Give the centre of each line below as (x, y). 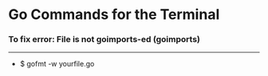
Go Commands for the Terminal (114, 15)
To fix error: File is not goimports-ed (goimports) (104, 40)
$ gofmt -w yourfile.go (57, 64)
